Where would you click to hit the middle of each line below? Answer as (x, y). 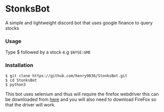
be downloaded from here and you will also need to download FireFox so (81, 99)
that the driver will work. (30, 104)
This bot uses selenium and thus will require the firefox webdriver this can (82, 94)
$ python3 (16, 85)
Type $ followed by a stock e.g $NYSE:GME (48, 52)
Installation (19, 65)
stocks (12, 28)
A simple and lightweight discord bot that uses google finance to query (79, 23)
